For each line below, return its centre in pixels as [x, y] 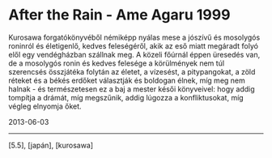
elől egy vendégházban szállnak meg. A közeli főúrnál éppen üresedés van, [134, 54]
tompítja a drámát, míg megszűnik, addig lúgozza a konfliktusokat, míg [126, 97]
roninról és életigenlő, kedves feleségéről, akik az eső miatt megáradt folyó [134, 45]
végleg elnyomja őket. [45, 106]
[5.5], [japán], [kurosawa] [51, 145]
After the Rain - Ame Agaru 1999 [119, 15]
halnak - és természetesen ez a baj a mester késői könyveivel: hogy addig [132, 89]
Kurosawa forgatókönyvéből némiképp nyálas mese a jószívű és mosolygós [134, 37]
